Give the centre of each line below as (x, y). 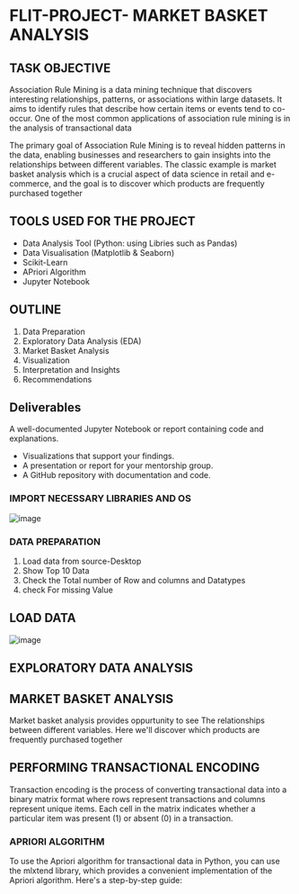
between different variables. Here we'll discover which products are (135, 730)
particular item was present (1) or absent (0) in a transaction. (121, 818)
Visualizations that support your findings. (98, 456)
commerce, (31, 184)
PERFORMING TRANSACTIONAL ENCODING (135, 768)
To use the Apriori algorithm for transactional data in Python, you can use (145, 862)
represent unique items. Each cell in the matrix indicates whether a (132, 808)
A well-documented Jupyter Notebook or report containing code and (136, 429)
